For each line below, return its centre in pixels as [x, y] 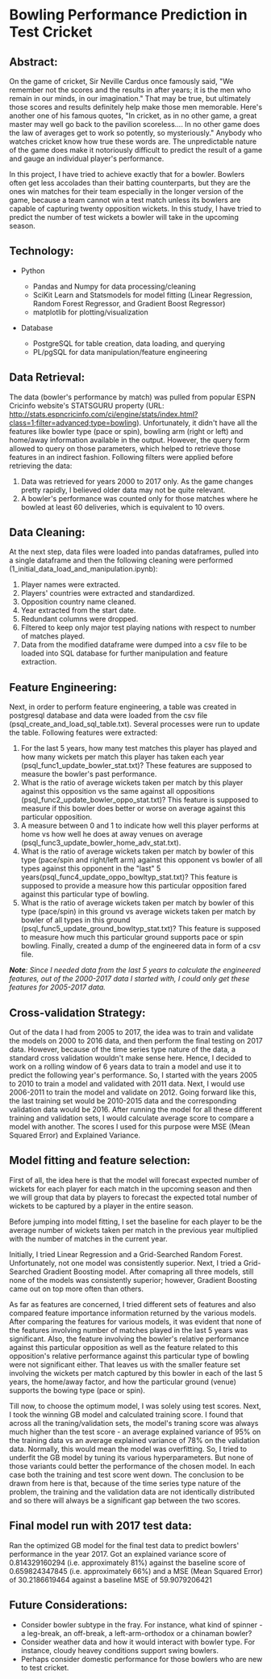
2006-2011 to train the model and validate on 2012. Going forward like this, [133, 1092]
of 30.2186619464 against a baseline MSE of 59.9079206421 [111, 1580]
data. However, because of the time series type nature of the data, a [123, 1049]
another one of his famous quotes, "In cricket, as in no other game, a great [133, 116]
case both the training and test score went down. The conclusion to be [127, 1474]
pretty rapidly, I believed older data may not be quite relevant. [123, 490]
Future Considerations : [69, 1605]
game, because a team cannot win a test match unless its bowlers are [125, 200]
